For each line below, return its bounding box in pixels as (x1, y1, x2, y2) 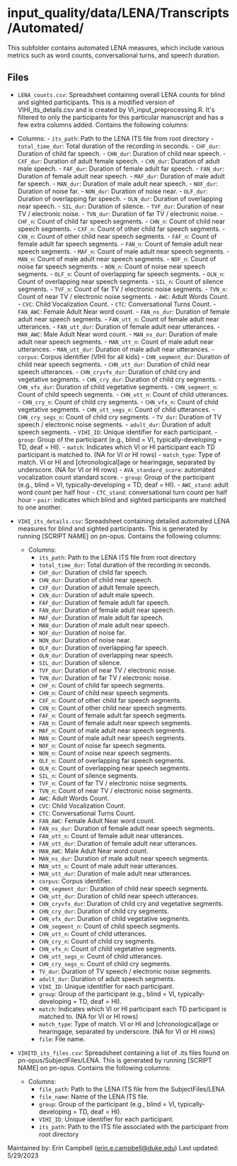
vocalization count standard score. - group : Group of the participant (17, 472, 214, 481)
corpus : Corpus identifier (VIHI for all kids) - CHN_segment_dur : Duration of (17, 352, 230, 361)
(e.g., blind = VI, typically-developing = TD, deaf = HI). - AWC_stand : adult (17, 480, 229, 489)
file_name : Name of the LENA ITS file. (38, 1092, 149, 1101)
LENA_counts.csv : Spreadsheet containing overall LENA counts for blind (17, 90, 225, 98)
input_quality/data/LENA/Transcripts (7, 5, 230, 21)
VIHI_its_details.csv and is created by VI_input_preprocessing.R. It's (17, 105, 215, 114)
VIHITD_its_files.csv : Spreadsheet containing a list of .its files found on (17, 1048, 230, 1057)
